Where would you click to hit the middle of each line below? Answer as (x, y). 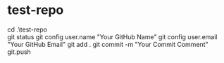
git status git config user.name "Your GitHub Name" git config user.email (112, 36)
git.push (19, 52)
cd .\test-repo (27, 29)
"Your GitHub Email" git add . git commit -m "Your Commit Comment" (108, 44)
